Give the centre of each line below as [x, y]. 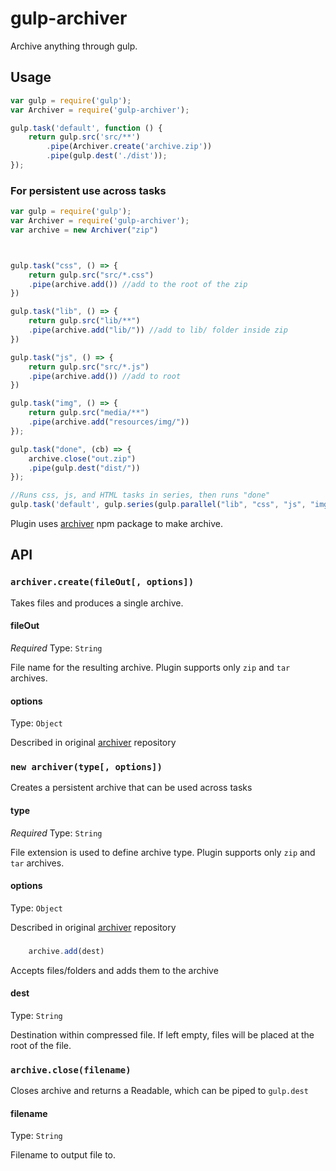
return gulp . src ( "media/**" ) [89, 413]
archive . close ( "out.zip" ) [82, 458]
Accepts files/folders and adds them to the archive [114, 970]
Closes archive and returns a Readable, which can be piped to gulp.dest [159, 1091]
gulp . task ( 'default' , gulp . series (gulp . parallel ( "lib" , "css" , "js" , [158, 505]
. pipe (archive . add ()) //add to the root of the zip [138, 284]
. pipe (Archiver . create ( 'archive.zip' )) [129, 147]
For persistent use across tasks [88, 190]
